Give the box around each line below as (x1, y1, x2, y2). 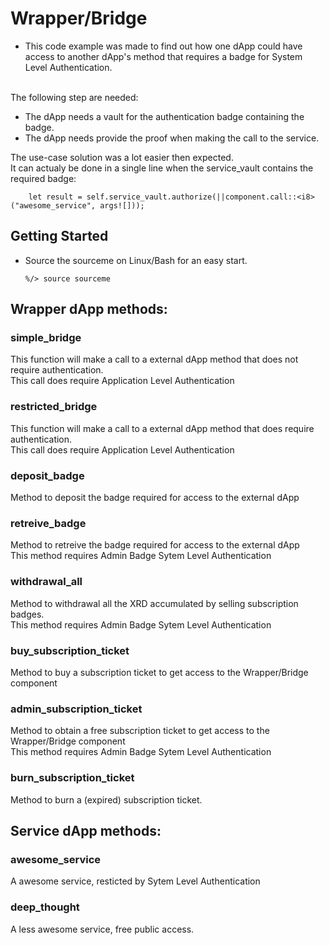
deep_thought (10, 900, 80, 914)
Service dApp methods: (10, 822, 162, 839)
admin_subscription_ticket (10, 702, 143, 716)
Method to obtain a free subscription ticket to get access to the (10, 725, 270, 737)
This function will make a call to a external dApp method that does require (10, 422, 315, 434)
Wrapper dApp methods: (10, 301, 168, 318)
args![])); (99, 200, 145, 211)
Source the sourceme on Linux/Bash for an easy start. (24, 254, 248, 266)
